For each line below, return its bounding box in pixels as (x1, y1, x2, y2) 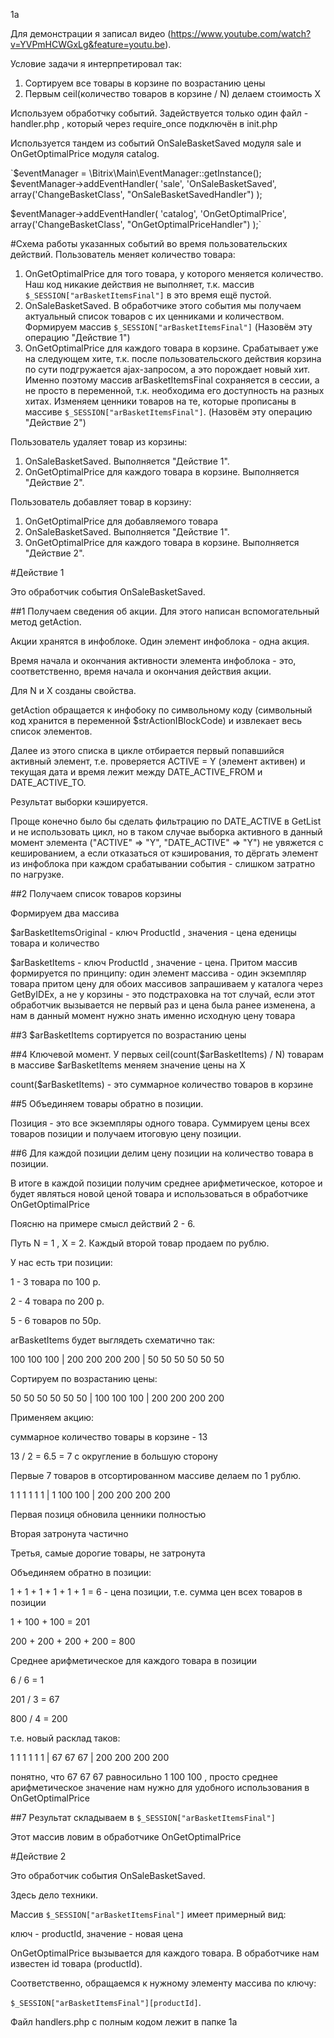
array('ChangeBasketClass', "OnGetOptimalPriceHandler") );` (10, 219, 262, 230)
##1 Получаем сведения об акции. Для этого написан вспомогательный (10, 605, 320, 617)
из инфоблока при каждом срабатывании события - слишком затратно (10, 858, 316, 869)
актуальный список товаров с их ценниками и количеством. (24, 310, 285, 322)
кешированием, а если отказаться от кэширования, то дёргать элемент (10, 847, 319, 859)
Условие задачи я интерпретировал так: (10, 58, 182, 69)
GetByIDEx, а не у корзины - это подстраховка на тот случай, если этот (10, 989, 316, 1000)
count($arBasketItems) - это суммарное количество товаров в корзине (10, 1079, 314, 1090)
